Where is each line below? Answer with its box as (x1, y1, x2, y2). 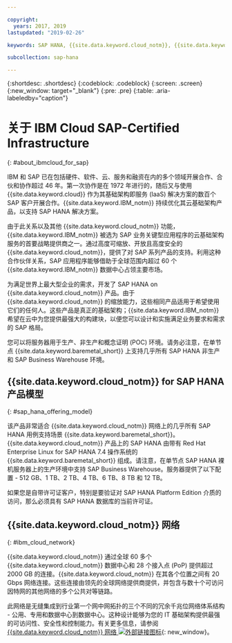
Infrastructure (7, 136, 90, 151)
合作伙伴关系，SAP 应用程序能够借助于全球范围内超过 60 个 (7, 257, 177, 265)
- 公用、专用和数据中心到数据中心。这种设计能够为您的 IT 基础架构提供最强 (7, 610, 221, 619)
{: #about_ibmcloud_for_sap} (7, 159, 90, 167)
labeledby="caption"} (7, 94, 68, 103)
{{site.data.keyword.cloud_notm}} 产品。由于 (7, 289, 135, 297)
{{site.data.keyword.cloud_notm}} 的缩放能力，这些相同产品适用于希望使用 (7, 297, 220, 306)
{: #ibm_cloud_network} (7, 538, 75, 546)
